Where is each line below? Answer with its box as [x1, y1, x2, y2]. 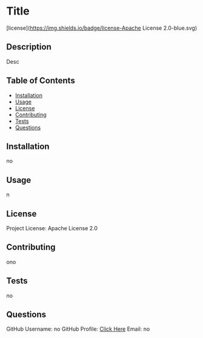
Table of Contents [6, 76, 76, 86]
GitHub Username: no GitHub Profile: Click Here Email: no [6, 325, 150, 333]
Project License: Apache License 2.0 [6, 225, 98, 231]
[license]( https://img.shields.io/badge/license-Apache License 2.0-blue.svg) [6, 24, 198, 31]
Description [6, 42, 52, 52]
